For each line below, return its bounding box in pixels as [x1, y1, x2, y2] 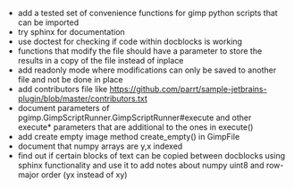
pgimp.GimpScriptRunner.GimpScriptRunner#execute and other [17, 112, 252, 123]
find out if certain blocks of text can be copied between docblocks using [17, 150, 286, 160]
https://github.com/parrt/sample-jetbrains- [109, 84, 267, 94]
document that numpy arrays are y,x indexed [17, 141, 183, 151]
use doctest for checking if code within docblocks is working [17, 36, 243, 47]
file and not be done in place [17, 74, 123, 84]
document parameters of [17, 103, 110, 113]
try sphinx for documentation [17, 27, 125, 37]
